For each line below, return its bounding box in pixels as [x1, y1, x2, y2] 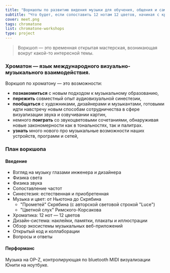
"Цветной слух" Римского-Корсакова [20, 207, 102, 213]
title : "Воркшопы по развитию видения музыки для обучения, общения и [5, 7, 157, 13]
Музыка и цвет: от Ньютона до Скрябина [12, 196, 102, 202]
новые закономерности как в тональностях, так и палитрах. [12, 122, 143, 129]
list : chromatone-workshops [5, 26, 65, 31]
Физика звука [12, 180, 42, 186]
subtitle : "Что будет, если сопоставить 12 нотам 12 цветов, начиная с [5, 12, 159, 17]
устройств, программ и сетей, [12, 133, 78, 139]
